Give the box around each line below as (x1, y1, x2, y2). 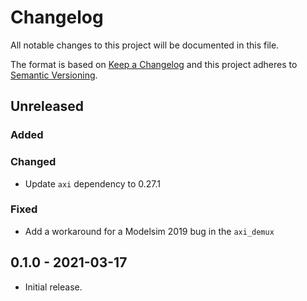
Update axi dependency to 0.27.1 (24, 177, 161, 190)
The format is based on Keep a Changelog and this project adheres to (10, 58, 298, 70)
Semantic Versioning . (10, 69, 98, 81)
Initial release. (24, 281, 83, 293)
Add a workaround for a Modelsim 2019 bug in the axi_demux (24, 225, 275, 237)
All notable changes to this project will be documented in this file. (10, 39, 280, 51)
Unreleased (10, 98, 85, 115)
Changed (10, 155, 57, 169)
